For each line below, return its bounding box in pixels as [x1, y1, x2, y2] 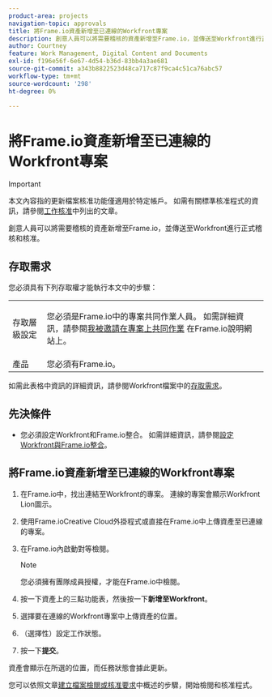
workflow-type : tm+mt [8, 72, 82, 80]
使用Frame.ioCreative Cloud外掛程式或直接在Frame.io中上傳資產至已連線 [19, 516, 263, 526]
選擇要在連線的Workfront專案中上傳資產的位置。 [19, 611, 182, 621]
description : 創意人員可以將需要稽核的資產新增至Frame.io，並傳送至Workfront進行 [8, 34, 262, 43]
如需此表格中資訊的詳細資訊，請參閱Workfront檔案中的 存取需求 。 [8, 381, 227, 391]
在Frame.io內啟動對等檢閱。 [19, 544, 114, 554]
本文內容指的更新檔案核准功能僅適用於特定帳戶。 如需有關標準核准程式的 [8, 196, 252, 206]
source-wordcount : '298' [8, 79, 92, 88]
